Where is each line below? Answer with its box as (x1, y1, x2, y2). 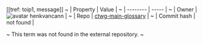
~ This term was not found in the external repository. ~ (6, 31, 144, 38)
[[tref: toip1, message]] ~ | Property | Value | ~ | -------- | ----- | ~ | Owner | (6, 6, 197, 13)
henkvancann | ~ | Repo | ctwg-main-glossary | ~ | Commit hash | (29, 12, 196, 20)
